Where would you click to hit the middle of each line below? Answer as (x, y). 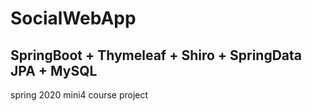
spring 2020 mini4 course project (79, 95)
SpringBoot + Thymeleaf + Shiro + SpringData (156, 55)
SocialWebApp (73, 18)
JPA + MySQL (54, 70)
